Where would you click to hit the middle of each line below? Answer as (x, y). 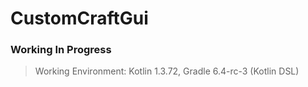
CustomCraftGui (79, 18)
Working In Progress (61, 50)
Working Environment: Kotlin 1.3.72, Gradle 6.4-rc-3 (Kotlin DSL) (167, 71)
